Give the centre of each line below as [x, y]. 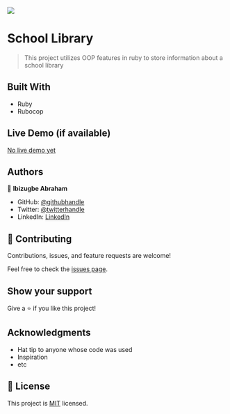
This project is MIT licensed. [48, 403]
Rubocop [30, 111]
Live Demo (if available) [59, 133]
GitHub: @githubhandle [51, 202]
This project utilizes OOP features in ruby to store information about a [124, 58]
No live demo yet [32, 150]
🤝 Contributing [40, 239]
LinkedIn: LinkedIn [43, 217]
